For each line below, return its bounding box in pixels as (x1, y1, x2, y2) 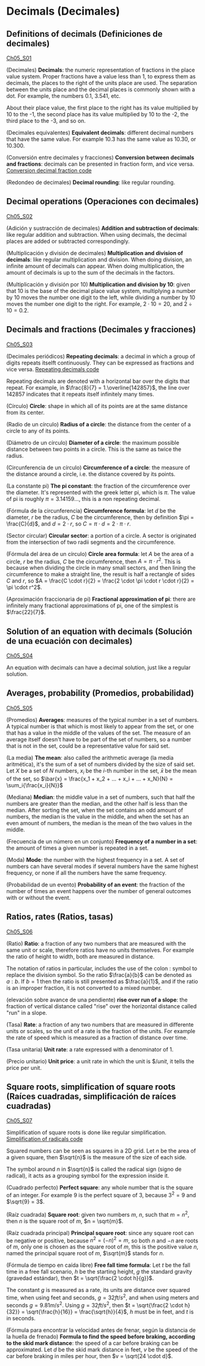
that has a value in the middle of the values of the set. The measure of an (6, 729, 191, 737)
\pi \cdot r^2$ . (6, 584, 42, 591)
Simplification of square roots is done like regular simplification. (6, 1129, 166, 1136)
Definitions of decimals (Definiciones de (6, 29, 163, 39)
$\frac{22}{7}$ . (6, 609, 46, 616)
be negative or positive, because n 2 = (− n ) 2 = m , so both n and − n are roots (6, 1236, 199, 1244)
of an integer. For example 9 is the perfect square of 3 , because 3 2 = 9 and (6, 1190, 196, 1198)
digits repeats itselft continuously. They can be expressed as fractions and (6, 359, 195, 366)
